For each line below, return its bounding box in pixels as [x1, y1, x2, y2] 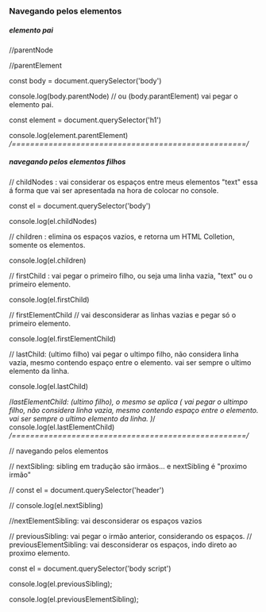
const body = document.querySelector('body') [9, 75, 162, 85]
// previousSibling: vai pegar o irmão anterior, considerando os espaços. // [9, 531, 253, 541]
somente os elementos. [9, 240, 86, 249]
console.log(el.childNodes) [9, 216, 98, 225]
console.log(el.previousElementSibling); [9, 594, 139, 604]
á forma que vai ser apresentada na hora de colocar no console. [9, 185, 219, 195]
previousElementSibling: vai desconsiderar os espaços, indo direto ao [9, 540, 237, 549]
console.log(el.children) [9, 256, 87, 265]
